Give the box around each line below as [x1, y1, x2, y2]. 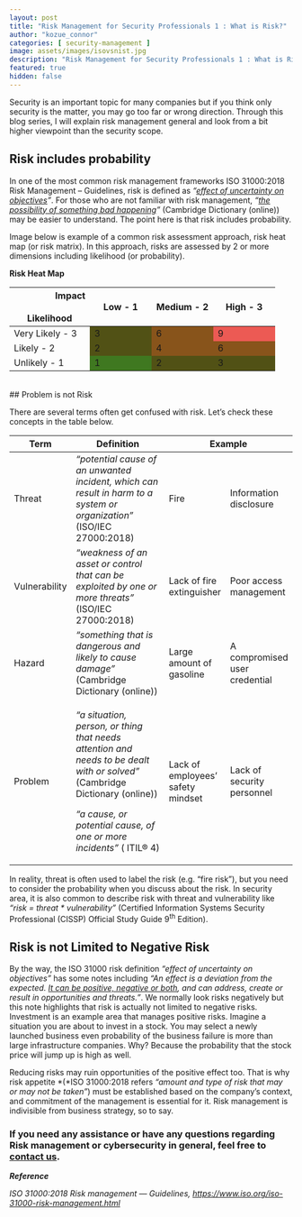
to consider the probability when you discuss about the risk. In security [9, 883, 272, 893]
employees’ [168, 769, 218, 782]
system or [75, 498, 119, 510]
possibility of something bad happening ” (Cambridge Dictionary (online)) [9, 204, 280, 215]
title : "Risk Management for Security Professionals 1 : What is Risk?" [9, 22, 288, 31]
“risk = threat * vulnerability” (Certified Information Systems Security [9, 902, 265, 913]
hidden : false [9, 72, 63, 81]
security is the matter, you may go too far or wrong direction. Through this [9, 105, 284, 117]
